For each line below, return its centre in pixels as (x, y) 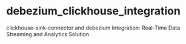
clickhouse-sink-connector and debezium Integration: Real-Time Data (93, 28)
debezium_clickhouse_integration (93, 11)
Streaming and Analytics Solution (48, 34)
